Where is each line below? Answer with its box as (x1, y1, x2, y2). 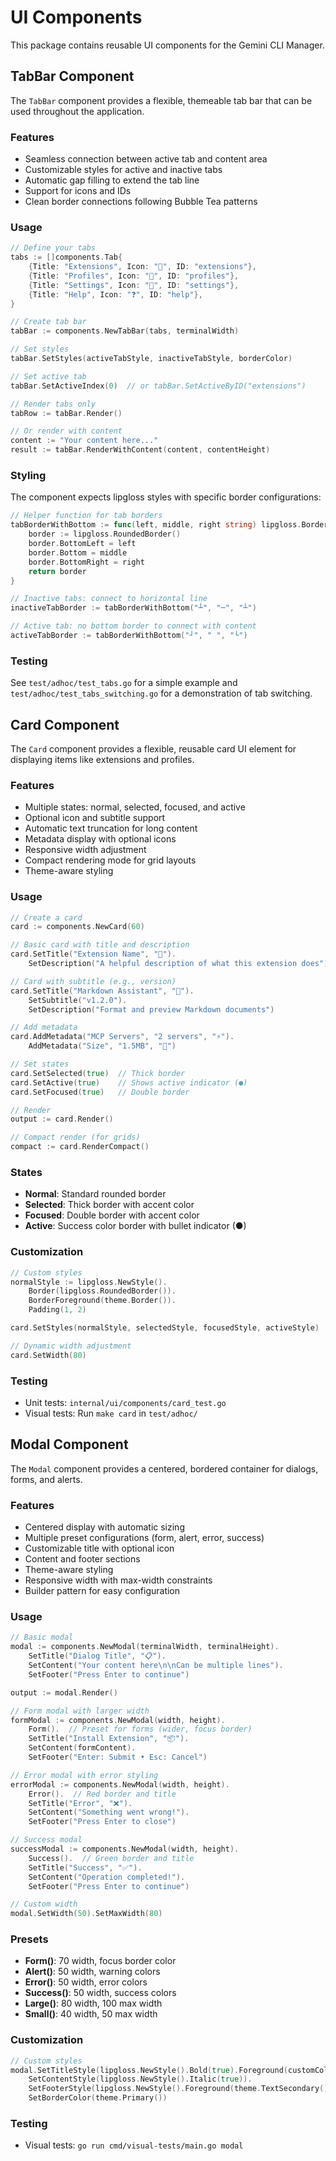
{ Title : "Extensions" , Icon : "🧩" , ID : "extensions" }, (28, 262, 257, 272)
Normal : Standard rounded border (24, 1188, 167, 1200)
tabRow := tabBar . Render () (10, 408, 123, 418)
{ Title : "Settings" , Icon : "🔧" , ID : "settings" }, (28, 280, 240, 290)
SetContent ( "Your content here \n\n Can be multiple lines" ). (28, 1661, 284, 1671)
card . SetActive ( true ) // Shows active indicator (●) (10, 1077, 248, 1088)
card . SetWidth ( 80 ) (10, 1350, 87, 1360)
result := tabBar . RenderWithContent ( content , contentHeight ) (10, 445, 271, 455)
